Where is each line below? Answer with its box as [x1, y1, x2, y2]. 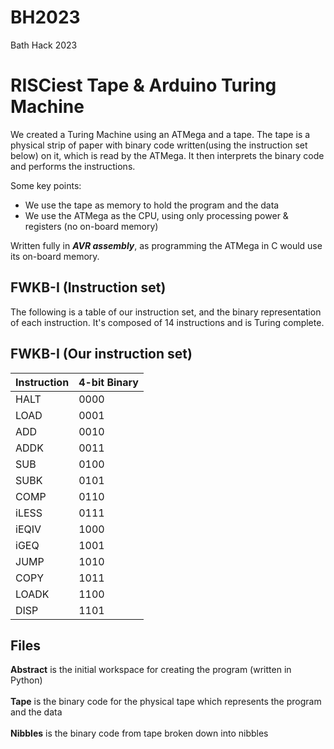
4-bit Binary [78, 375, 139, 389]
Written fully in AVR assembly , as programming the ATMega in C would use [10, 239, 323, 251]
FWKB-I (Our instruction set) [10, 346, 193, 363]
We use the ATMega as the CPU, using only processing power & [24, 209, 289, 221]
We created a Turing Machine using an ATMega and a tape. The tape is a [10, 128, 311, 140]
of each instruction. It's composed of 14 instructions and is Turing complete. [10, 316, 325, 328]
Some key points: [10, 179, 82, 191]
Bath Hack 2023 [10, 39, 78, 51]
